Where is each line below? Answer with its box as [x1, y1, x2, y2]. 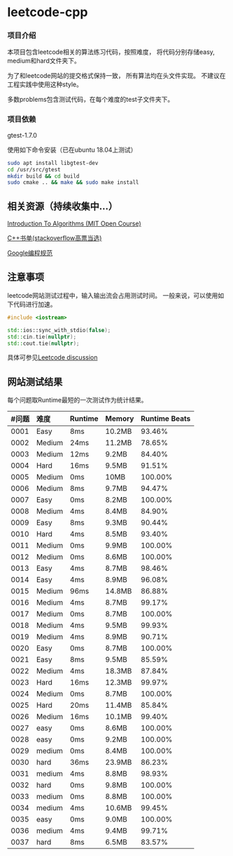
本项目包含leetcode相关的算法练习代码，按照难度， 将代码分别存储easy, [7, 48, 216, 56]
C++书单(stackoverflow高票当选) [7, 234, 102, 242]
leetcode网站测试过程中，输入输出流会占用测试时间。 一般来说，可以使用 [7, 291, 218, 299]
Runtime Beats [141, 414, 191, 423]
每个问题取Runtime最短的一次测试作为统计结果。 [7, 396, 148, 404]
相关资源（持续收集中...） [7, 200, 118, 212]
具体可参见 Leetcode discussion [7, 353, 98, 362]
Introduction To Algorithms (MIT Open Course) [7, 219, 141, 228]
